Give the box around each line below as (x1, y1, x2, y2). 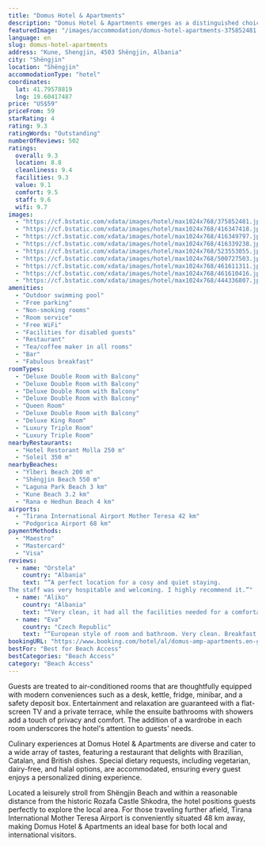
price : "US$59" (8, 100, 59, 108)
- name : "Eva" (15, 615, 62, 623)
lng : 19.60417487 (15, 93, 73, 101)
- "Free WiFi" (15, 321, 62, 329)
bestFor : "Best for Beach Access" (8, 645, 123, 654)
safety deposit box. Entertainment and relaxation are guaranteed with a (8, 698, 240, 707)
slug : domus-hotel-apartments (8, 41, 108, 49)
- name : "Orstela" (15, 564, 77, 572)
